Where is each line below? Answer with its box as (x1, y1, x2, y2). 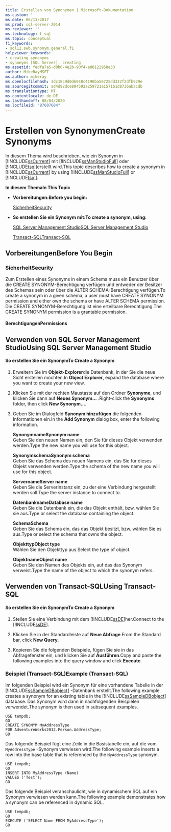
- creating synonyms (5, 55, 50, 60)
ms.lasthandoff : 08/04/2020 (5, 98, 65, 103)
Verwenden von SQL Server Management (5, 335, 140, 344)
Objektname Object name (12, 556, 67, 562)
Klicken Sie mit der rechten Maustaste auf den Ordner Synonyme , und (12, 390, 161, 396)
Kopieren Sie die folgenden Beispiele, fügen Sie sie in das (12, 646, 134, 653)
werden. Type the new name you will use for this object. (12, 442, 129, 449)
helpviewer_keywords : (5, 50, 52, 55)
